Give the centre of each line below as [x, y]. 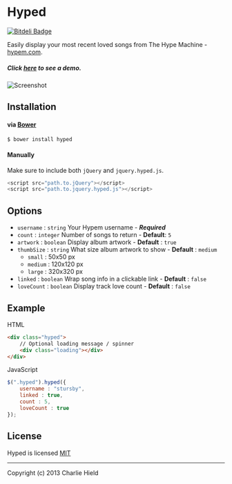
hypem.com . [25, 52]
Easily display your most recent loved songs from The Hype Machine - [107, 44]
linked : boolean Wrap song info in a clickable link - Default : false [112, 279]
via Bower [22, 124]
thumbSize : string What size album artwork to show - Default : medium [117, 250]
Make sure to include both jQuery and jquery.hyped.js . [86, 170]
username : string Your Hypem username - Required [91, 227]
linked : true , [41, 395]
